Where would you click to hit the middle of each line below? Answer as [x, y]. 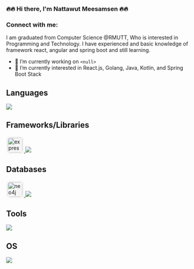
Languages [27, 93]
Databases [27, 169]
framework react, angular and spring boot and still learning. [78, 50]
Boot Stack [28, 74]
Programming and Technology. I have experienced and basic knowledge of [97, 44]
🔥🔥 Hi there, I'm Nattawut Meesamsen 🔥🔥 [67, 9]
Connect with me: [32, 24]
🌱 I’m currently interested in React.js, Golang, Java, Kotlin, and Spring [99, 68]
